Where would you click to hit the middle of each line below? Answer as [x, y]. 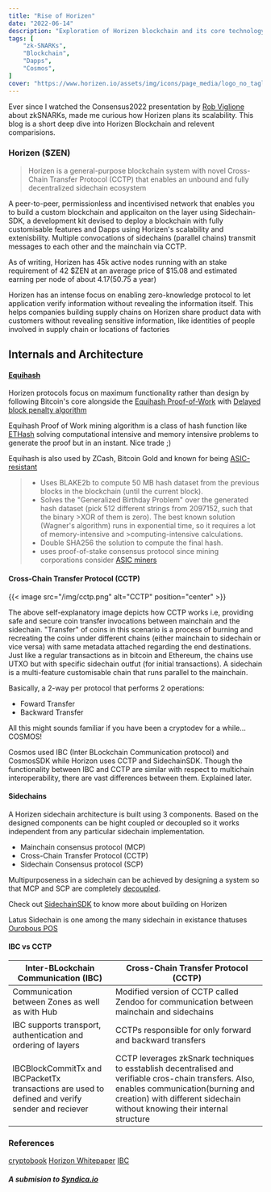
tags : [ [21, 38]
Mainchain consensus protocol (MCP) [83, 847]
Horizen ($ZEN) [40, 153]
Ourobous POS [33, 928]
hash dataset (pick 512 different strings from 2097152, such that [146, 509]
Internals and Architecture [76, 355]
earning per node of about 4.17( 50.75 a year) [83, 279]
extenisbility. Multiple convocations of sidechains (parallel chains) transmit [132, 237]
